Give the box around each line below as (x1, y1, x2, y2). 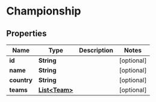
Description (79, 46, 113, 54)
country (9, 76, 33, 84)
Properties (6, 28, 47, 39)
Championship (6, 4, 81, 18)
